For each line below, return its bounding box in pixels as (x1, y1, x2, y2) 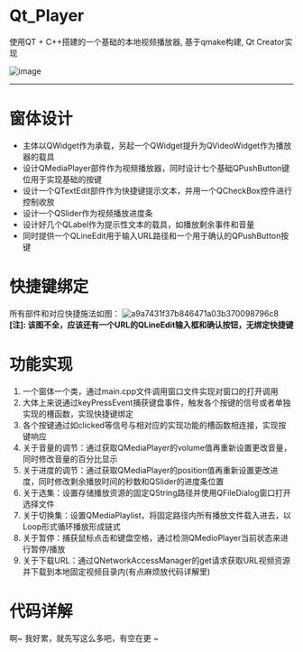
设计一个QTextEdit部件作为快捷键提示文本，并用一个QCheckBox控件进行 (22, 185, 293, 196)
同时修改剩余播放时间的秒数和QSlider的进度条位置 (38, 475, 225, 487)
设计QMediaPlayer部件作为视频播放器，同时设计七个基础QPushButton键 (22, 162, 290, 173)
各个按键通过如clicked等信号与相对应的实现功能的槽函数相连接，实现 (22, 419, 279, 430)
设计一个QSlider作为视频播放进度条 (22, 207, 153, 218)
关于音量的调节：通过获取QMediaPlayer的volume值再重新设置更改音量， (22, 442, 292, 453)
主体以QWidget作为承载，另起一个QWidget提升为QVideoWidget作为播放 (22, 140, 292, 151)
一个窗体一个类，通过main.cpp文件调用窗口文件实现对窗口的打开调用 (22, 385, 279, 397)
